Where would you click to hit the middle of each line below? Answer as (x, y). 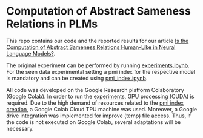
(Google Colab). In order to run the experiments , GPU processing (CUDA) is (100, 96)
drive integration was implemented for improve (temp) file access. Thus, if (99, 116)
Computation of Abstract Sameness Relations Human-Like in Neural (91, 47)
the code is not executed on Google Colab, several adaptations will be (94, 122)
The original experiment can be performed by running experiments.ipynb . (98, 65)
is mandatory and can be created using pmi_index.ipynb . (77, 78)
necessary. (20, 128)
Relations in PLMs (52, 24)
